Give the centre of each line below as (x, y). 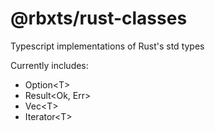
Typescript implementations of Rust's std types (107, 46)
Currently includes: (49, 65)
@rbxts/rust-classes (99, 18)
